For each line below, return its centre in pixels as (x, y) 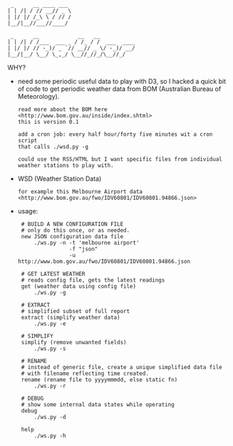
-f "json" (83, 249)
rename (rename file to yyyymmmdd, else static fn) (99, 380)
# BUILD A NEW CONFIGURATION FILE (72, 224)
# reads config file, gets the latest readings (93, 280)
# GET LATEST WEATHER (53, 274)
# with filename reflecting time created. (85, 373)
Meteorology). (38, 96)
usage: (28, 211)
